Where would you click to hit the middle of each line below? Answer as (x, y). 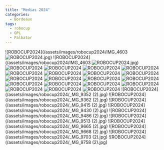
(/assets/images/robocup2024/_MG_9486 (48, 115)
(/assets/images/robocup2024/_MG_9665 (48, 126)
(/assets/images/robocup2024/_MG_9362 (48, 99)
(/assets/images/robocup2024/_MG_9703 (48, 137)
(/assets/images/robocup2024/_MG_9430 (48, 110)
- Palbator (21, 38)
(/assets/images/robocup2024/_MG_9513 (48, 121)
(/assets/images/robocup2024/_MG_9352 (48, 94)
